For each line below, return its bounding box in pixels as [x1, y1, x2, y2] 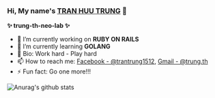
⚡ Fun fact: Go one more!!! [16, 67, 91, 76]
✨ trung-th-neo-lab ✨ [7, 22, 70, 30]
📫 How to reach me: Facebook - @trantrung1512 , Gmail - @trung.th [16, 57, 208, 65]
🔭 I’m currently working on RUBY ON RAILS [16, 35, 139, 44]
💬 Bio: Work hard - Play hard [16, 50, 98, 58]
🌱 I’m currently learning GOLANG [16, 42, 111, 50]
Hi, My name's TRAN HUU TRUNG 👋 [7, 6, 128, 16]
